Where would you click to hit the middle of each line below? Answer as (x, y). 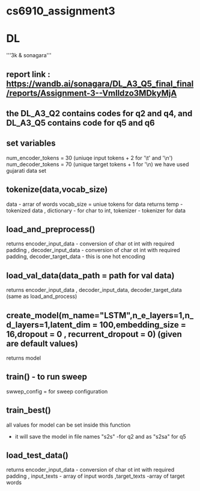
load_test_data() (38, 455)
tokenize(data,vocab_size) (57, 190)
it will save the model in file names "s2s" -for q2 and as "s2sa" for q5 (100, 436)
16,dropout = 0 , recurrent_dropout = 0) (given (94, 334)
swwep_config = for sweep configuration (57, 391)
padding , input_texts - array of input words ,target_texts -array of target (95, 476)
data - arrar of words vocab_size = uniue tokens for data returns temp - (95, 204)
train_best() (29, 410)
